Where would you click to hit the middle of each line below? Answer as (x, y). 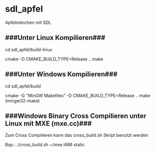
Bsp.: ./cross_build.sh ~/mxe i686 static (45, 145)
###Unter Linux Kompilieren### (55, 38)
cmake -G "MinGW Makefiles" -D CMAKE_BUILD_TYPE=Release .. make (78, 95)
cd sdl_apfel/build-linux (29, 49)
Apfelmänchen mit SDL (28, 22)
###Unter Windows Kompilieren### (61, 74)
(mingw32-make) (22, 100)
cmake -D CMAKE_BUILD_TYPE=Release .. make (54, 59)
